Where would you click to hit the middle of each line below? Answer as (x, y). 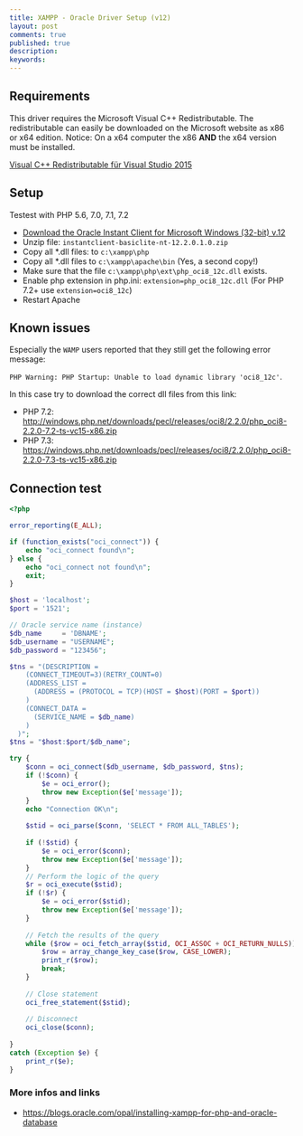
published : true (40, 43)
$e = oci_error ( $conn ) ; (86, 851)
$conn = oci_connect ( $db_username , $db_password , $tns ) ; (135, 767)
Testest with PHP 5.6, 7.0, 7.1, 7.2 (69, 214)
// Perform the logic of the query (92, 876)
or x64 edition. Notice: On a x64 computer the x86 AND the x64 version (143, 137)
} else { (26, 559)
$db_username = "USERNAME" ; (62, 642)
